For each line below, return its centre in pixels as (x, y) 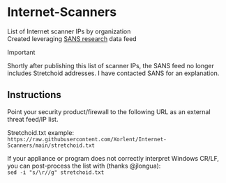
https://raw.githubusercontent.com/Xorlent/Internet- (87, 139)
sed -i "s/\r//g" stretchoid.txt (56, 172)
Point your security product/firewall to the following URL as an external (109, 111)
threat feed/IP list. (33, 119)
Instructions (34, 95)
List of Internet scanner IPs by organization (69, 31)
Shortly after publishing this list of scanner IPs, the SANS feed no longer (111, 65)
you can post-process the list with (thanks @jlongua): (84, 166)
